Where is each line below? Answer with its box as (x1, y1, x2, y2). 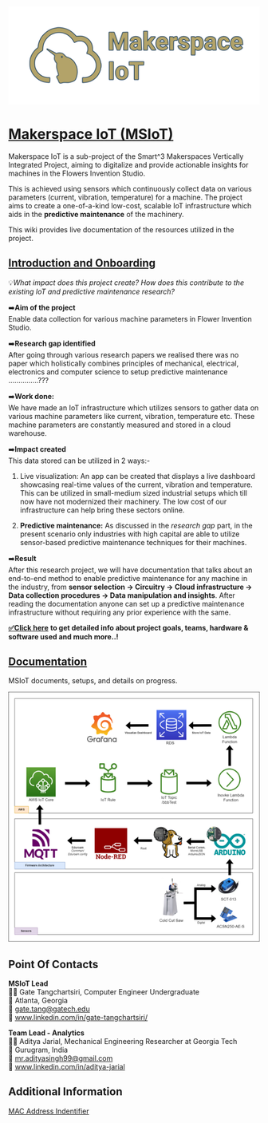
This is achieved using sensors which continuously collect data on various (8, 184, 253, 193)
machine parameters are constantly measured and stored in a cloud (8, 420, 231, 429)
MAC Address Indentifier (8, 1106, 89, 1116)
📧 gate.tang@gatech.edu (8, 1004, 90, 1014)
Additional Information (8, 1085, 123, 1099)
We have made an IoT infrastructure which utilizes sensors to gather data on (8, 402, 259, 413)
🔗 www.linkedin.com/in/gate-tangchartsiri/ (8, 1012, 148, 1022)
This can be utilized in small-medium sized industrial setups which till (19, 488, 247, 497)
